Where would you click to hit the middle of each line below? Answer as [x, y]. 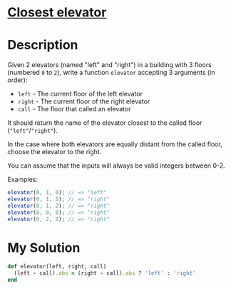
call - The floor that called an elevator [74, 109]
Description [43, 45]
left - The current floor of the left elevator [80, 94]
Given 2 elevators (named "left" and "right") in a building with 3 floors [109, 65]
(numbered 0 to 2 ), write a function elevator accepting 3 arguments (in [111, 73]
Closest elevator [57, 12]
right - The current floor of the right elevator [84, 101]
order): [17, 80]
